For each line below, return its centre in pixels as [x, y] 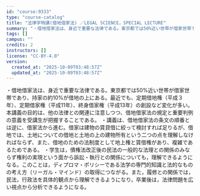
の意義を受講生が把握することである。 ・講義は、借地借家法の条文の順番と [98, 120]
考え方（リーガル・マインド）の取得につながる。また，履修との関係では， [102, 172]
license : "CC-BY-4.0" [33, 56]
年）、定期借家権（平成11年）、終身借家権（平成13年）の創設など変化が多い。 [100, 105]
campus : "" [20, 39]
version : [17, 61]
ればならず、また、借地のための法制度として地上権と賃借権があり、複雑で [97, 142]
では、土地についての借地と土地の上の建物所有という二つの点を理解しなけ [102, 135]
